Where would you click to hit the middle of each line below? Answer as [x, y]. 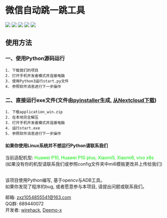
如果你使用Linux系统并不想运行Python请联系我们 [57, 145]
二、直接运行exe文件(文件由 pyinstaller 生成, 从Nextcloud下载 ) [81, 100]
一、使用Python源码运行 [35, 58]
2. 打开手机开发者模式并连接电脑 [35, 76]
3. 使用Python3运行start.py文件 [37, 81]
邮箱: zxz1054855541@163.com [38, 197]
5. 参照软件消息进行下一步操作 [33, 133]
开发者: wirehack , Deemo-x [34, 210]
